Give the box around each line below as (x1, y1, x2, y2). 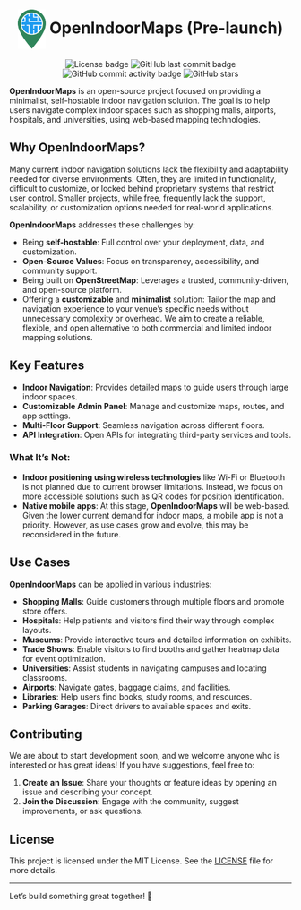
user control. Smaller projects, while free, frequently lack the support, (9, 193, 266, 203)
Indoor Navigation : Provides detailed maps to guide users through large (21, 382, 289, 392)
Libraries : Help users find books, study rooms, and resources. (21, 691, 253, 702)
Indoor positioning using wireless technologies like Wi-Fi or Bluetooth (21, 471, 286, 483)
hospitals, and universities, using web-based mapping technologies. (9, 114, 262, 124)
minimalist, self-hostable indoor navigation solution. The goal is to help (9, 95, 271, 106)
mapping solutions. (21, 331, 93, 342)
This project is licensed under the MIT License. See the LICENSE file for (9, 855, 274, 866)
